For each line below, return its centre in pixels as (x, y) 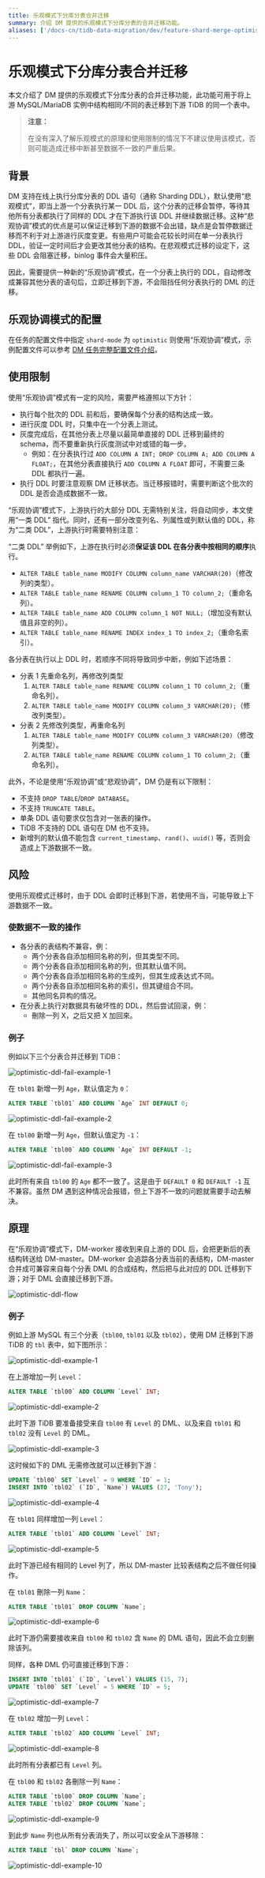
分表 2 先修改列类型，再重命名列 (72, 725)
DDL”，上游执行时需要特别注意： (87, 529)
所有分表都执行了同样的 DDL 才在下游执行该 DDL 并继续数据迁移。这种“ (131, 216)
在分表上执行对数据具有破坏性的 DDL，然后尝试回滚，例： (114, 1005)
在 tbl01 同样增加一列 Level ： (56, 1519)
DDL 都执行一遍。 (60, 473)
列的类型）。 (39, 583)
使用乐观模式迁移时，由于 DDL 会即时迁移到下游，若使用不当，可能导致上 (127, 895)
